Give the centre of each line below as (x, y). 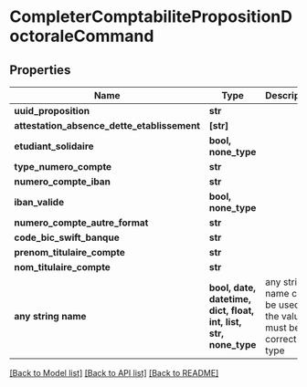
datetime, (230, 299)
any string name (50, 316)
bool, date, (232, 288)
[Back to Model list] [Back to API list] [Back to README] (114, 373)
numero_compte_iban (63, 182)
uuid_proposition (52, 111)
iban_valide (39, 202)
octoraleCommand (82, 36)
